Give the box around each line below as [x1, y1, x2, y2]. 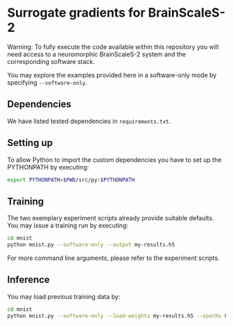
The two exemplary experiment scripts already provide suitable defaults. [7, 214, 214, 222]
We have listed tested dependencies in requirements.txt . [7, 117, 171, 125]
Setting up [7, 137, 53, 149]
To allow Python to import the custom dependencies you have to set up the [7, 155, 222, 164]
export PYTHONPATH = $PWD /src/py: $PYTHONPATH [7, 176, 135, 184]
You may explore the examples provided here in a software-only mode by [7, 71, 217, 79]
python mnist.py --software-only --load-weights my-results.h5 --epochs [7, 312, 222, 319]
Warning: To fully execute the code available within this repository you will [7, 42, 219, 51]
